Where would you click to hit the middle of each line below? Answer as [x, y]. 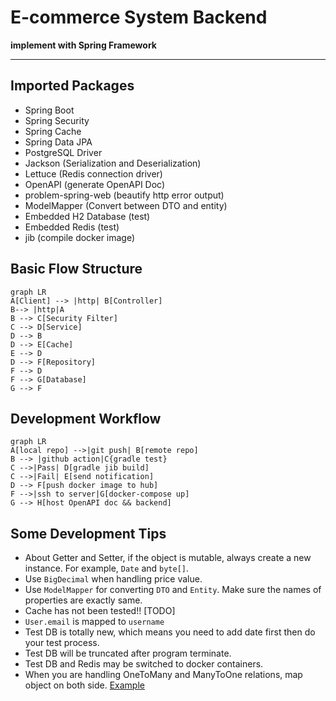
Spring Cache [53, 131]
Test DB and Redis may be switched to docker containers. [144, 664]
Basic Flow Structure [76, 269]
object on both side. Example [84, 685]
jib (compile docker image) [80, 237]
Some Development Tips [88, 533]
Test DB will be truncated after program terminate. [128, 653]
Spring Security [57, 120]
